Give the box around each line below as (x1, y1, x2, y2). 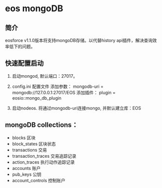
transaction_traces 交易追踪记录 (12, 153, 77, 159)
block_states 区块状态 (12, 141, 56, 146)
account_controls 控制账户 (12, 177, 65, 183)
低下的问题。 (9, 43, 35, 49)
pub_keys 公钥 (12, 171, 41, 177)
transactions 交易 (12, 147, 47, 153)
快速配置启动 (5, 59, 44, 67)
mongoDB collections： (5, 121, 78, 129)
